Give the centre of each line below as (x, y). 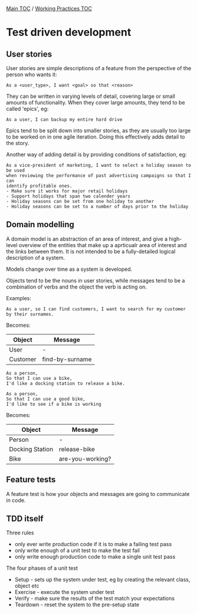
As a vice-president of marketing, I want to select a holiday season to (99, 165)
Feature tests (31, 480)
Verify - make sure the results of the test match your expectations (95, 599)
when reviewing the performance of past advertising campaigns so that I (99, 176)
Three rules (20, 533)
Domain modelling (40, 224)
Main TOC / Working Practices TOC (49, 9)
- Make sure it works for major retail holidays (67, 191)
